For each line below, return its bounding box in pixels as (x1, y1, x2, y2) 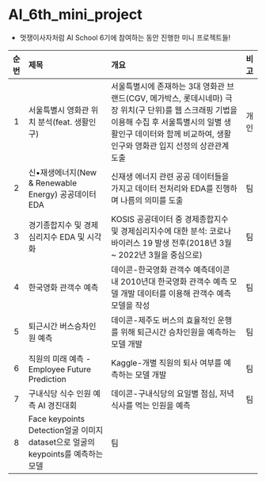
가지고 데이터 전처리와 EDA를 (110, 182, 214, 193)
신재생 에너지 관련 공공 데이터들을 (110, 170, 230, 182)
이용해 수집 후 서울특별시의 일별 (110, 117, 222, 128)
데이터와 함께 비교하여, (135, 128, 215, 140)
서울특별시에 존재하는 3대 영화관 (110, 81, 226, 92)
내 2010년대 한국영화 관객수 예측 (110, 276, 228, 287)
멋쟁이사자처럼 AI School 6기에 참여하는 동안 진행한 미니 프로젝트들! (19, 33, 231, 42)
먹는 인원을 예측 (135, 400, 191, 411)
